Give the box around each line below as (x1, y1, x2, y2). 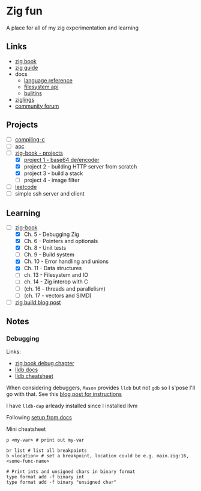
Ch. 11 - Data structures (23, 265, 82, 272)
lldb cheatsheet (14, 372, 54, 380)
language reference (23, 76, 73, 84)
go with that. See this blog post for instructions (6, 391, 122, 398)
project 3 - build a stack (23, 170, 83, 177)
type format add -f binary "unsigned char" (6, 480, 117, 486)
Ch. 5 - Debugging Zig (23, 230, 79, 238)
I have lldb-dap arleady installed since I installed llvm (6, 402, 138, 410)
